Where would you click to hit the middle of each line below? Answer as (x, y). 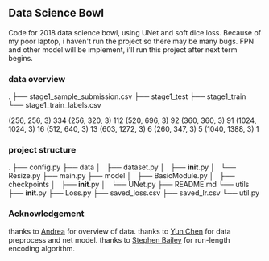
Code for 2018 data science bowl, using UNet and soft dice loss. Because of (135, 32)
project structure (42, 150)
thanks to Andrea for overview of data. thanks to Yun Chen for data (120, 231)
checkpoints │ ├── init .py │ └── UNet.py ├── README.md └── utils (129, 185)
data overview (37, 79)
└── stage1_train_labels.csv (55, 105)
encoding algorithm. (41, 248)
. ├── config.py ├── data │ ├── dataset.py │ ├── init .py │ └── (122, 167)
